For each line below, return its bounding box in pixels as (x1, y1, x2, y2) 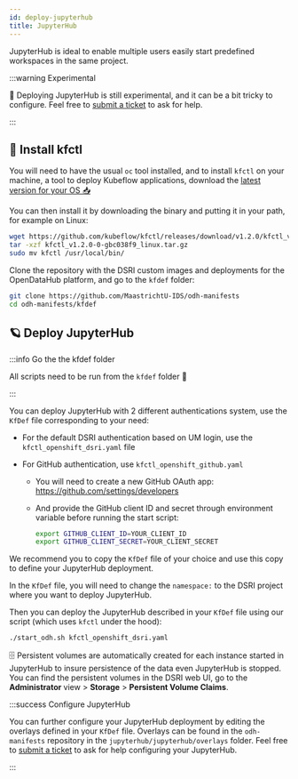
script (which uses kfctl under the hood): (9, 616, 162, 627)
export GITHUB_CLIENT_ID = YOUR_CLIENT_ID (35, 529, 187, 538)
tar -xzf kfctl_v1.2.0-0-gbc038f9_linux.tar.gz (9, 241, 189, 250)
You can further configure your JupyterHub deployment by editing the (9, 717, 265, 727)
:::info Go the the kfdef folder (9, 353, 115, 365)
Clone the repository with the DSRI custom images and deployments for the (9, 264, 286, 276)
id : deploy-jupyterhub (9, 12, 93, 22)
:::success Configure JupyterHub (9, 699, 131, 710)
